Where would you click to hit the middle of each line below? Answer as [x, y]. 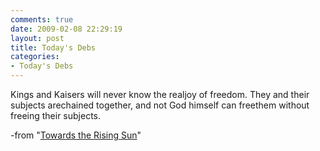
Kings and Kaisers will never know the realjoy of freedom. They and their [160, 94]
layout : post [37, 38]
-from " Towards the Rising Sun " [76, 135]
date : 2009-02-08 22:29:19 [66, 29]
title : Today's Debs [53, 47]
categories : [35, 57]
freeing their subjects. [56, 115]
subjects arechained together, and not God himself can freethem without [160, 105]
